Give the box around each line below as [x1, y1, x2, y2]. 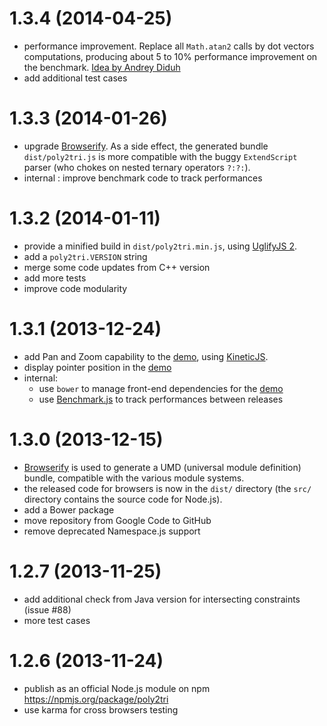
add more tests [23, 272, 87, 284]
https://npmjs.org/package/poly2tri [23, 693, 169, 705]
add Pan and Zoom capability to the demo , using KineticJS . [23, 350, 269, 362]
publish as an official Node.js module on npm [23, 682, 211, 694]
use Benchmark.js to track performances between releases [38, 393, 284, 405]
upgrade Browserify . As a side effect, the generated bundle [23, 140, 269, 152]
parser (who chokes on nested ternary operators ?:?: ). [23, 161, 251, 173]
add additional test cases [23, 72, 128, 84]
